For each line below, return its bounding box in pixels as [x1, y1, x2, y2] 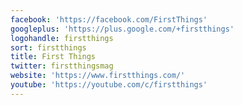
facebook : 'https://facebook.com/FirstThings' [10, 14, 208, 25]
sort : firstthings [10, 42, 87, 53]
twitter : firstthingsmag [10, 61, 114, 71]
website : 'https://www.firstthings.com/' [10, 71, 186, 81]
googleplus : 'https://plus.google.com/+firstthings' [10, 24, 235, 34]
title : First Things [10, 52, 97, 62]
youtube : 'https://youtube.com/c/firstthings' [10, 80, 208, 90]
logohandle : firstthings [10, 33, 114, 43]
